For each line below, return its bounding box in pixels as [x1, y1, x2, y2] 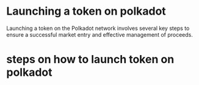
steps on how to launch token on [6, 53, 175, 67]
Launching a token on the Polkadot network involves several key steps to [6, 24, 190, 32]
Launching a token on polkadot [6, 4, 166, 18]
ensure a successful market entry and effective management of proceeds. [6, 31, 194, 38]
